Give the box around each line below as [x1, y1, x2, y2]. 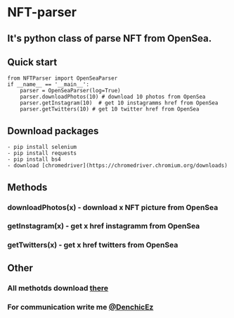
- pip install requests [7, 149, 77, 157]
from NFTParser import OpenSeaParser [7, 75, 118, 82]
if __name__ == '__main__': [7, 81, 90, 88]
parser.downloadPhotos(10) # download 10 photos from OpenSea [20, 93, 206, 101]
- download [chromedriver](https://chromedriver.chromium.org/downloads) [7, 162, 228, 169]
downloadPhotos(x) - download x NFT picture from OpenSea [7, 202, 219, 212]
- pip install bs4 [7, 156, 61, 163]
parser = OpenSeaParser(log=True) [20, 87, 121, 94]
